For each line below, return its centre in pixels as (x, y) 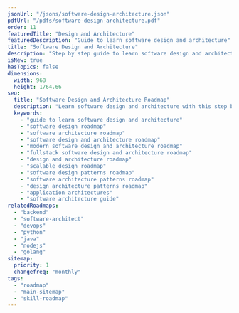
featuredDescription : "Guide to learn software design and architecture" (119, 41)
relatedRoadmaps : (33, 206)
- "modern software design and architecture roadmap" (101, 147)
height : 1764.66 (38, 87)
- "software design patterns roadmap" (78, 173)
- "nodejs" (30, 245)
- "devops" (30, 226)
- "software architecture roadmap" (73, 133)
